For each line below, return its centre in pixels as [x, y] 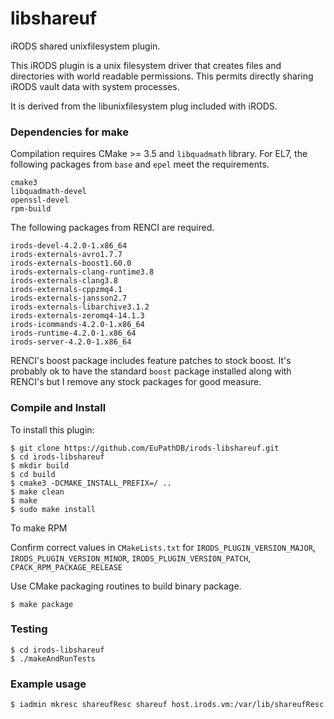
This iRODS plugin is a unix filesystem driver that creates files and [146, 65]
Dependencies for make [69, 132]
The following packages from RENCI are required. [112, 228]
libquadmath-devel [48, 192]
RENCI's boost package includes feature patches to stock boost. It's [151, 361]
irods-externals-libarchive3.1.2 [80, 307]
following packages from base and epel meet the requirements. [140, 164]
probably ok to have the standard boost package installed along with [151, 371]
